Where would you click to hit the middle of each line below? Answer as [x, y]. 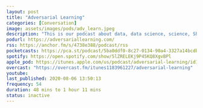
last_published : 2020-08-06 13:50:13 [54, 79]
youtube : [17, 73]
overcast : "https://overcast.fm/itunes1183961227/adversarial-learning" [100, 67]
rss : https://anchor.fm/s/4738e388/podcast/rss [67, 46]
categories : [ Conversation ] [42, 23]
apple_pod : [20, 62]
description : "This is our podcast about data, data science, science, [98, 34]
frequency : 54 [24, 85]
